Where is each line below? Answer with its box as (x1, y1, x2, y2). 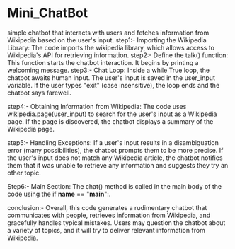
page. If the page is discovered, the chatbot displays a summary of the (7, 117, 214, 125)
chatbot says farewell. (7, 88, 72, 97)
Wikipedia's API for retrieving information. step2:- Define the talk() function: (7, 51, 229, 59)
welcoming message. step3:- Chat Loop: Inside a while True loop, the (7, 66, 210, 74)
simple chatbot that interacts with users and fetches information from (7, 28, 210, 37)
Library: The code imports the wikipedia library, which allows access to (7, 43, 214, 52)
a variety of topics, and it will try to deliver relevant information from (7, 226, 205, 234)
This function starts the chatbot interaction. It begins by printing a (7, 58, 199, 66)
